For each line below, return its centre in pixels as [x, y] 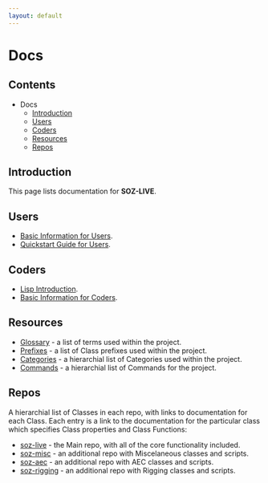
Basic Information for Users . [66, 236]
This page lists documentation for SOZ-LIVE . [82, 191]
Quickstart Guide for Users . [65, 245]
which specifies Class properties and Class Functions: [98, 429]
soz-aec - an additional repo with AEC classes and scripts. [117, 461]
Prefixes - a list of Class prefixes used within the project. [113, 351]
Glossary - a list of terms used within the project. [101, 342]
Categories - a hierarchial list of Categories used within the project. [131, 359]
